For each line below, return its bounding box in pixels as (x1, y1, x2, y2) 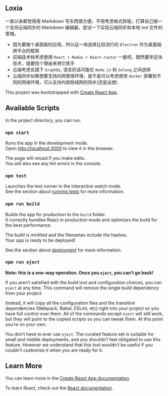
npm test (5, 173, 27, 178)
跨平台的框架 (12, 47, 39, 53)
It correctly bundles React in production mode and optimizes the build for (5, 217, 157, 223)
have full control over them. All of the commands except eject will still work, (5, 310, 163, 316)
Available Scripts (5, 104, 60, 112)
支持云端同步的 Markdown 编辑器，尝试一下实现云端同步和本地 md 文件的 (9, 24, 163, 30)
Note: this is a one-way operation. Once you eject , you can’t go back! (5, 270, 154, 276)
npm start (5, 129, 29, 136)
